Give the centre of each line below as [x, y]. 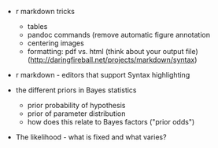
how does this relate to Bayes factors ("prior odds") [111, 122]
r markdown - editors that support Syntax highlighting [103, 75]
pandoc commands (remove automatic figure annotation [119, 35]
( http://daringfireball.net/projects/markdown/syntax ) [112, 60]
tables [37, 26]
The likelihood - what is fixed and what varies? [91, 137]
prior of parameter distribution [76, 114]
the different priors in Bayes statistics [76, 90]
